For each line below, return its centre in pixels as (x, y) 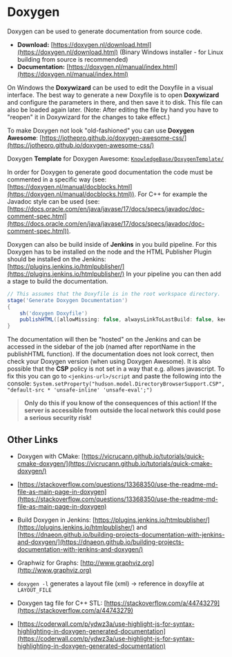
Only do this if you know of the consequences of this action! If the (120, 403)
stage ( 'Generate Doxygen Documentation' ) (68, 300)
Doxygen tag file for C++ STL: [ (62, 603)
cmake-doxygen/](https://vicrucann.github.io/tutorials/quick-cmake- (115, 464)
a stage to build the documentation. (58, 281)
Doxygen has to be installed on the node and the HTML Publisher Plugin (109, 252)
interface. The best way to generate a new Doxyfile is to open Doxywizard (113, 95)
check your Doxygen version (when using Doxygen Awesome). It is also (109, 362)
